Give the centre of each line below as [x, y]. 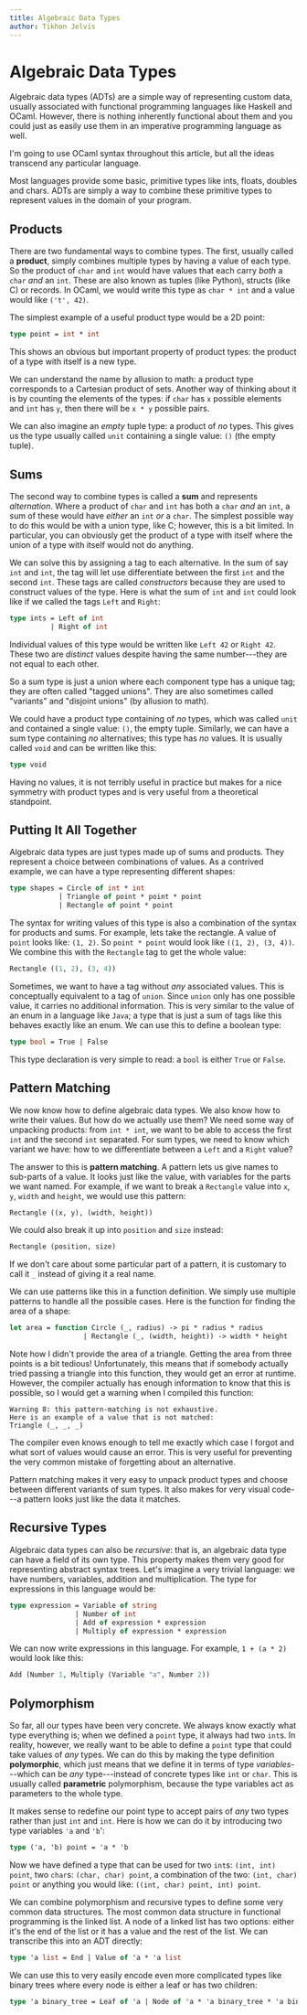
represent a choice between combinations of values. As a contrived [137, 862]
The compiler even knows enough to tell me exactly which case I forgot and [152, 1442]
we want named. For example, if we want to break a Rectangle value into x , [150, 1186]
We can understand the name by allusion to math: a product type [132, 380]
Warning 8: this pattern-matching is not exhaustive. [114, 1409]
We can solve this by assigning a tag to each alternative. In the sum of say [149, 563]
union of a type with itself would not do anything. [101, 544]
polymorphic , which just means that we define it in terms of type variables [150, 1764]
